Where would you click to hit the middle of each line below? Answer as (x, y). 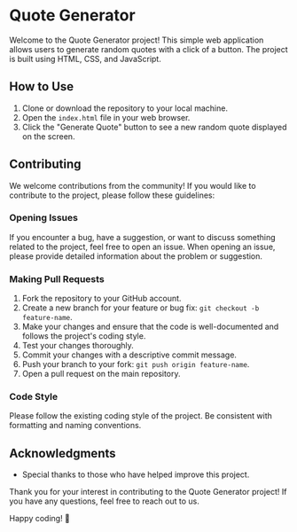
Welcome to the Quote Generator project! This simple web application (137, 40)
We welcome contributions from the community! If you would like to (133, 185)
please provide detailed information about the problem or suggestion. (136, 256)
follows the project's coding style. (84, 336)
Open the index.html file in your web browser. (106, 117)
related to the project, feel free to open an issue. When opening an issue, (142, 246)
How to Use (42, 86)
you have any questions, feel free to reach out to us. (104, 501)
